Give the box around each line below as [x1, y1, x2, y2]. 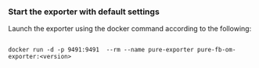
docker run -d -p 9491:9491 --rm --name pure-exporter [8, 46, 194, 54]
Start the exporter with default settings [8, 6, 160, 17]
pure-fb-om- [196, 46, 236, 54]
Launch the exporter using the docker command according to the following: [8, 24, 252, 34]
